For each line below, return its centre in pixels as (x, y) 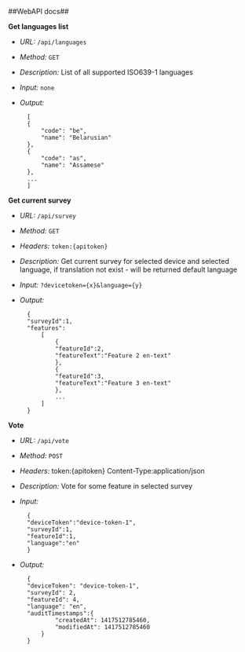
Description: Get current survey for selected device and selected (124, 261)
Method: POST (41, 456)
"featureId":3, (79, 376)
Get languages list (38, 26)
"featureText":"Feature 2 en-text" (113, 356)
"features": (46, 328)
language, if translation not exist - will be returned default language (128, 269)
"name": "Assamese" (72, 165)
